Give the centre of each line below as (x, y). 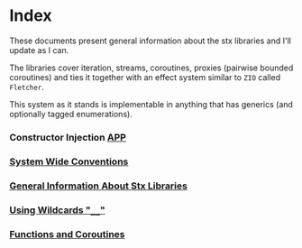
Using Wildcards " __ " (57, 210)
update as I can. (39, 50)
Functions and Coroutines (67, 234)
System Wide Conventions (69, 161)
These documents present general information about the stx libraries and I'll (150, 41)
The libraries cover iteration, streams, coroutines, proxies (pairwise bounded (151, 68)
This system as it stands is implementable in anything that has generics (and (151, 104)
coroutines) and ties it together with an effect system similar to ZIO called (145, 77)
